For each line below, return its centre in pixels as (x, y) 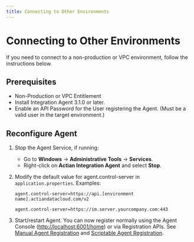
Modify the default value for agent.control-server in (77, 177)
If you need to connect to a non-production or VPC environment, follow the (97, 57)
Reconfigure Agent (42, 133)
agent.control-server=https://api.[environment (74, 194)
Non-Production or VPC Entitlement (58, 96)
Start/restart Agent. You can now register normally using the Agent (96, 220)
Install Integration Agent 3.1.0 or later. (60, 102)
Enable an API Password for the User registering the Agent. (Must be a (100, 109)
